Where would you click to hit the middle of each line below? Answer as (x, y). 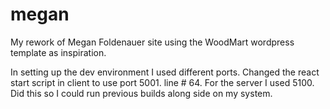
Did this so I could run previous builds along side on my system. (141, 93)
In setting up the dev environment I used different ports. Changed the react (165, 72)
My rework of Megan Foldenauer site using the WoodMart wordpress (152, 42)
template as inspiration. (58, 52)
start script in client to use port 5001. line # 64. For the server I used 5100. (162, 82)
